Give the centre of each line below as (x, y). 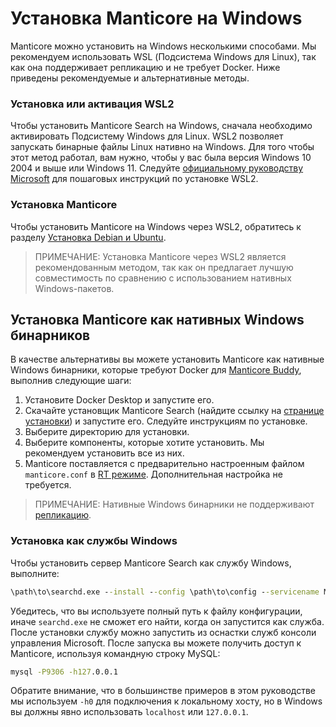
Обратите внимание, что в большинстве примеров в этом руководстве (163, 691)
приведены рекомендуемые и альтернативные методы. (130, 78)
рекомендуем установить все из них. (104, 453)
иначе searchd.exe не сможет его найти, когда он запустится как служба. (167, 621)
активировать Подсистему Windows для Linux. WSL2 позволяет (147, 136)
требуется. (48, 485)
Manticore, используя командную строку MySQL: (115, 653)
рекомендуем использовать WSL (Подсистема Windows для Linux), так (163, 56)
